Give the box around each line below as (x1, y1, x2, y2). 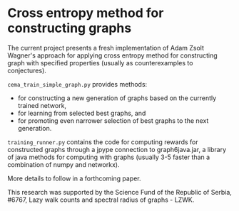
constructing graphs (7, 20, 132, 36)
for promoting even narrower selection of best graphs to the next (17, 116, 209, 125)
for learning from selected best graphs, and (17, 109, 146, 117)
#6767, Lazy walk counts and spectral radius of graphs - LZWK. (7, 195, 195, 204)
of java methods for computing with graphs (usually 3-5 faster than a (7, 153, 210, 161)
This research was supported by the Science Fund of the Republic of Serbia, (7, 188, 232, 196)
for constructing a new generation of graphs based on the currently (17, 94, 217, 102)
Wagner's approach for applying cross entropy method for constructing (7, 51, 218, 60)
